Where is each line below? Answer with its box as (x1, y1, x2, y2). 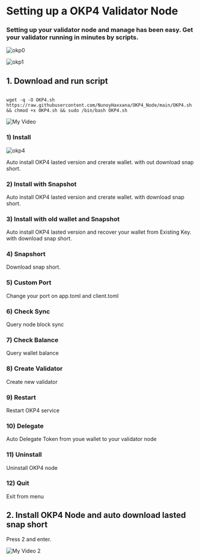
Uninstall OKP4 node (6, 464, 58, 471)
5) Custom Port (6, 278, 52, 287)
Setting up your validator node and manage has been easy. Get (6, 26, 193, 34)
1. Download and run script (6, 76, 108, 86)
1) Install (6, 133, 31, 142)
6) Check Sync (6, 307, 50, 315)
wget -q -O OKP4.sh (6, 97, 55, 103)
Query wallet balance (6, 350, 59, 357)
